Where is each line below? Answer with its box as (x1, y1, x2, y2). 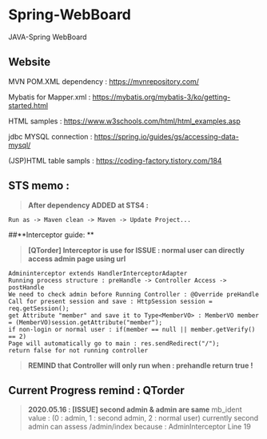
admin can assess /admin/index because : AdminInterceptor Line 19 (27, 422, 252, 432)
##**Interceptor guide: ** (8, 230, 94, 240)
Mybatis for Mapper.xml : (8, 92, 91, 102)
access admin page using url (27, 254, 126, 264)
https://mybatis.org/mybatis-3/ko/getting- (92, 92, 231, 102)
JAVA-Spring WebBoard (8, 32, 87, 42)
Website (8, 55, 50, 69)
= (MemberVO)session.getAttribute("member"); (8, 318, 162, 326)
